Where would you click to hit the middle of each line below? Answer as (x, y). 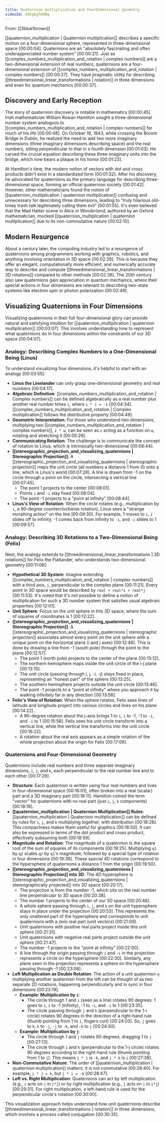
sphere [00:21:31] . (38, 932)
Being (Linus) (21, 358)
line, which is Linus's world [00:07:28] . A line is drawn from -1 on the (82, 472)
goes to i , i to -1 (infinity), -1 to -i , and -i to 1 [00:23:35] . (85, 1005)
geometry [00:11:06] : (26, 565)
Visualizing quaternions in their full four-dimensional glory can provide (76, 318)
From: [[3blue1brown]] (28, 28)
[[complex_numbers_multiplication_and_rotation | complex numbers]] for (79, 128)
